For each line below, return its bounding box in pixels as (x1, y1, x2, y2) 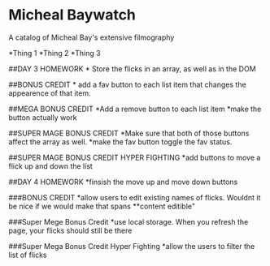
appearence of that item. (8, 88, 91, 98)
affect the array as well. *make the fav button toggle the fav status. (8, 136, 233, 147)
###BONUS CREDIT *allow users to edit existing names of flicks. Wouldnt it (8, 192, 261, 202)
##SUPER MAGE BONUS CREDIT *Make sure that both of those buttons (8, 128, 250, 138)
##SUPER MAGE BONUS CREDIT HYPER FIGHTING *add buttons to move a (8, 152, 261, 162)
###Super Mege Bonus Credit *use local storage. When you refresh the (8, 217, 249, 226)
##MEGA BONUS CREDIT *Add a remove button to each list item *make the (8, 104, 262, 114)
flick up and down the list (8, 161, 94, 171)
